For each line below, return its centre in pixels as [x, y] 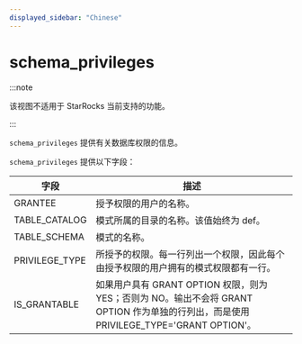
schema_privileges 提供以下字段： [72, 161]
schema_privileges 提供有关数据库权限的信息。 [96, 142]
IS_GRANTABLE [46, 304]
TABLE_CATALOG [50, 220]
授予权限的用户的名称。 [145, 204]
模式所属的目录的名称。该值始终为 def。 [180, 220]
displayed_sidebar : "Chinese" [66, 18]
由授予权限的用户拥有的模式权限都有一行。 [186, 267]
